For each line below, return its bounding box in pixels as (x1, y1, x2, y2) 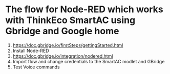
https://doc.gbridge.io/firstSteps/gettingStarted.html (12, 42, 123, 48)
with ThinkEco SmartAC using (5, 14, 136, 26)
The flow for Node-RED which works (5, 4, 164, 15)
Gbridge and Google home (5, 26, 119, 37)
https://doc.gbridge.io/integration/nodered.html (12, 53, 113, 59)
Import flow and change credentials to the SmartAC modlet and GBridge (12, 58, 165, 64)
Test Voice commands (12, 64, 60, 70)
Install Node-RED (12, 47, 50, 54)
